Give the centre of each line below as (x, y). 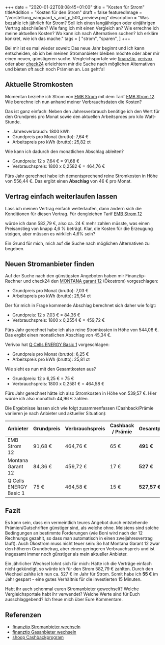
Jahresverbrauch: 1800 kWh (41, 131)
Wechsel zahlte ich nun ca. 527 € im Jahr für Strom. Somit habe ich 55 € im (82, 574)
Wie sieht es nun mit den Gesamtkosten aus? (51, 369)
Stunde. (13, 122)
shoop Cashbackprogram (38, 637)
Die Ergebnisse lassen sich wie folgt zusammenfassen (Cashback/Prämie (79, 408)
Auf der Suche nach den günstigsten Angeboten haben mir (65, 276)
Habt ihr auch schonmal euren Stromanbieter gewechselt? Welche (72, 589)
